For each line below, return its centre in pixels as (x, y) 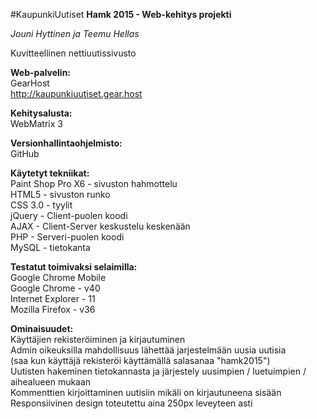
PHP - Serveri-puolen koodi (67, 237)
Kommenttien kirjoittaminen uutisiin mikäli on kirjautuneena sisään (146, 392)
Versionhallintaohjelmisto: (66, 143)
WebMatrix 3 (36, 123)
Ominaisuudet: (42, 328)
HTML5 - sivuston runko (60, 194)
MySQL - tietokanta (50, 247)
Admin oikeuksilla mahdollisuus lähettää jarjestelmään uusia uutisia (148, 350)
